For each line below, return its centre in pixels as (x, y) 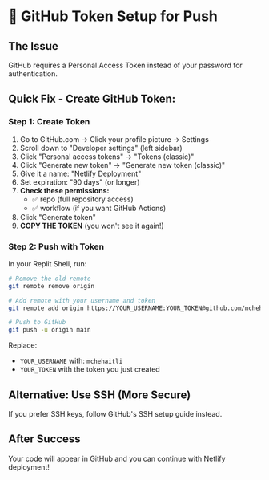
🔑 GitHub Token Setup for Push (113, 16)
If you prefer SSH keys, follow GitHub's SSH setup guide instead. (115, 414)
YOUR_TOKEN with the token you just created (90, 369)
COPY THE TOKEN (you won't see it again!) (92, 226)
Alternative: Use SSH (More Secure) (100, 395)
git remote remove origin (51, 286)
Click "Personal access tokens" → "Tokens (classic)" (107, 157)
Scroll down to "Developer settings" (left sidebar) (101, 148)
